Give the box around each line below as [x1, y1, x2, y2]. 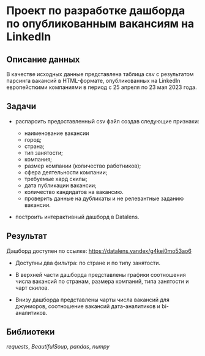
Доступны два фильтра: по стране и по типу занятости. [15, 259, 161, 266]
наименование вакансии [24, 130, 89, 137]
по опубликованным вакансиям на [6, 17, 195, 31]
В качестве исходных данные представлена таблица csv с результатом [6, 71, 194, 77]
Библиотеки [6, 327, 55, 338]
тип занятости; [24, 149, 63, 157]
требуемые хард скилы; [24, 175, 88, 182]
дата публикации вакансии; [24, 182, 97, 189]
